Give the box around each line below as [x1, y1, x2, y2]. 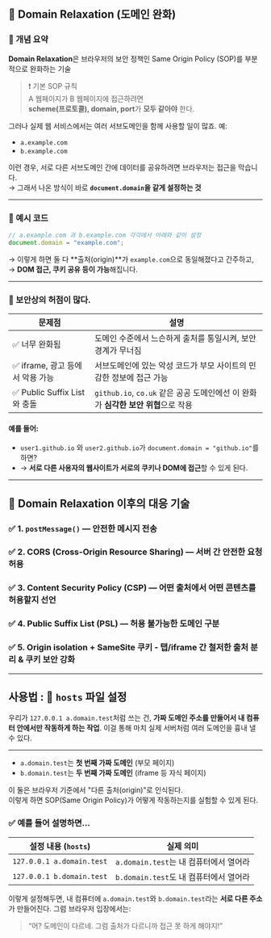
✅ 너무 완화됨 [12, 339, 61, 350]
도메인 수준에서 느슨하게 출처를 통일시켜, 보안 [94, 333, 256, 344]
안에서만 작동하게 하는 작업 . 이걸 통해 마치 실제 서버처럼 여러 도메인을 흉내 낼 [16, 723, 256, 733]
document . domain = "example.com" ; [8, 238, 125, 246]
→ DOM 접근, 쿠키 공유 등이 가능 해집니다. [8, 264, 139, 274]
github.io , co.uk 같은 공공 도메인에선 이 [94, 387, 240, 398]
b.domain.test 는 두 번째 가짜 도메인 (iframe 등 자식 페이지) [19, 768, 207, 778]
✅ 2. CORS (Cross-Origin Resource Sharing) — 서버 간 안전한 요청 [8, 546, 263, 557]
